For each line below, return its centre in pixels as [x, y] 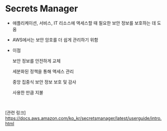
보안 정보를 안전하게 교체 [36, 61]
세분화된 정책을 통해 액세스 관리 [43, 71]
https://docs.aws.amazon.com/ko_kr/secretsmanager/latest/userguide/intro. [83, 118]
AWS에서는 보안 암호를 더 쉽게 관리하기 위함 [55, 40]
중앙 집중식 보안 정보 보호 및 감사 [44, 82]
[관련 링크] [15, 113]
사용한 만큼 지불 [28, 92]
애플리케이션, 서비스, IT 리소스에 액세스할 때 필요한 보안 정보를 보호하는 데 [84, 23]
